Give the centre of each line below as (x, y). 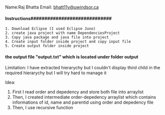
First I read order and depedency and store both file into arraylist (78, 92)
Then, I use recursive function (43, 108)
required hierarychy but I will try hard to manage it (56, 73)
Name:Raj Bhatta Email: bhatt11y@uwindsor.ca (52, 7)
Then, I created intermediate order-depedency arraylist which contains (84, 97)
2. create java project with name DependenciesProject (63, 33)
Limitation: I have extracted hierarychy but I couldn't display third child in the (83, 68)
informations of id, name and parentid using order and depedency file (83, 102)
